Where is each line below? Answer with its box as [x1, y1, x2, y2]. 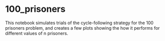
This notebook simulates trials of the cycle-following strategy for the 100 [5, 20, 154, 26]
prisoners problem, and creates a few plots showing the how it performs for [5, 25, 160, 31]
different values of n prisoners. [5, 30, 69, 36]
